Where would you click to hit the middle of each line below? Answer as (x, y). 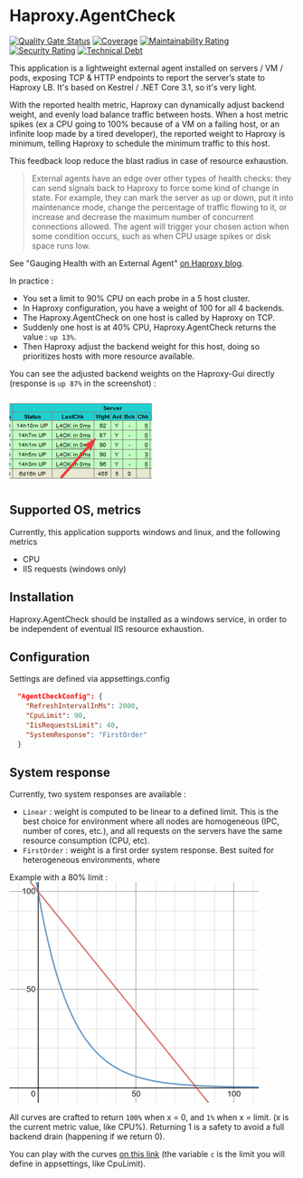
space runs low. (61, 245)
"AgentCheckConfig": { (60, 697)
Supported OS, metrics (76, 510)
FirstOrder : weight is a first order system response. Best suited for (148, 850)
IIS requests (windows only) (74, 569)
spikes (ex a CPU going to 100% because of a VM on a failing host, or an (145, 124)
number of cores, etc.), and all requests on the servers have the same (152, 831)
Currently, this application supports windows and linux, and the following (145, 532)
